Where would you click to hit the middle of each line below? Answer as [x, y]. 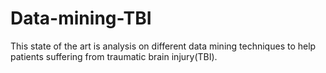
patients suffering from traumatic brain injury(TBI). [114, 56]
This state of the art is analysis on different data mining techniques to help [163, 46]
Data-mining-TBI [81, 18]
